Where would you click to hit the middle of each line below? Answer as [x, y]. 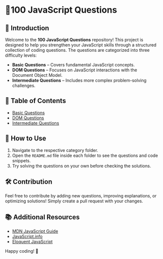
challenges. [24, 86]
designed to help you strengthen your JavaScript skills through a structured [81, 45]
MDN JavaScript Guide [35, 231]
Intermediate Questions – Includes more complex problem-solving [79, 80]
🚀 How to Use [26, 139]
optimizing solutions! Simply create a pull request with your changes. [74, 201]
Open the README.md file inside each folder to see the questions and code [85, 155]
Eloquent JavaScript [32, 242]
